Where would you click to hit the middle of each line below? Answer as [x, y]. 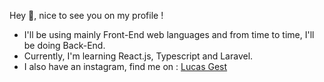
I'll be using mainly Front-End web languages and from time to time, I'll [169, 34]
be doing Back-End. [64, 45]
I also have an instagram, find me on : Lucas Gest [125, 66]
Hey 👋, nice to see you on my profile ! [86, 15]
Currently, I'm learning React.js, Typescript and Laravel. [138, 56]
